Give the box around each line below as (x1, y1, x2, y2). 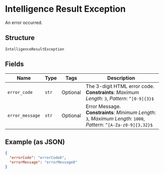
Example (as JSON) (5, 138, 65, 146)
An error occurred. (5, 20, 43, 25)
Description (107, 74, 135, 81)
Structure (5, 34, 35, 42)
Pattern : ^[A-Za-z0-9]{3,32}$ (85, 121, 153, 128)
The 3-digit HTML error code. (85, 83, 155, 89)
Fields (5, 60, 24, 68)
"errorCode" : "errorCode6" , (9, 155, 67, 160)
